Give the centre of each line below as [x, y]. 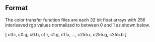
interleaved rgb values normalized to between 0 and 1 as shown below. [78, 25]
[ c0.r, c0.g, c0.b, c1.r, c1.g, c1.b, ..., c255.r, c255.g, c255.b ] [66, 34]
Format [17, 8]
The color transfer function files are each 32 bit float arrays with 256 [75, 20]
